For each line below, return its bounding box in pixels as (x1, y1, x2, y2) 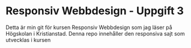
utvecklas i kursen (5, 36, 51, 43)
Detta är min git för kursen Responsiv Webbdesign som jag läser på (5, 24, 172, 31)
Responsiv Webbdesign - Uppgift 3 (5, 4, 184, 18)
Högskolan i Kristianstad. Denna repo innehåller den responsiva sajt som (5, 30, 185, 37)
